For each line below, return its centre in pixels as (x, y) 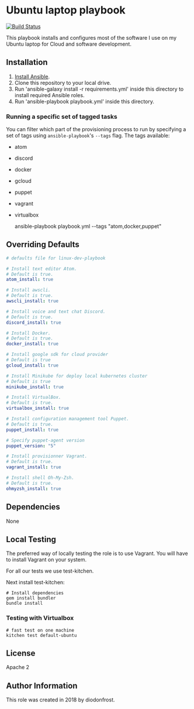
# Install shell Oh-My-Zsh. (40, 478)
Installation (27, 62)
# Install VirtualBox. (34, 398)
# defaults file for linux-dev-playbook (56, 258)
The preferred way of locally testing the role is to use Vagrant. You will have (97, 553)
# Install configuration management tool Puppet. (68, 419)
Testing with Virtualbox (40, 618)
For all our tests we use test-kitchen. (50, 571)
